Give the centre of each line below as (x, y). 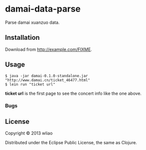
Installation (22, 38)
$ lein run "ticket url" (30, 84)
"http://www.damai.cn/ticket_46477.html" (48, 80)
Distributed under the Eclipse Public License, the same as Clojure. (71, 143)
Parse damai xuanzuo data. (32, 22)
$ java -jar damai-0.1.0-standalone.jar (47, 76)
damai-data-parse (43, 9)
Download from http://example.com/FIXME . (49, 49)
